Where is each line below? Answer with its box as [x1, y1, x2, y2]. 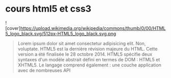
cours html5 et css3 [5, 3, 92, 15]
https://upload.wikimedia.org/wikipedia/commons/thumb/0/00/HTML [20, 25, 166, 31]
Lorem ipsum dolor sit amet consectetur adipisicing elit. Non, [17, 40, 146, 46]
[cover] [5, 25, 21, 31]
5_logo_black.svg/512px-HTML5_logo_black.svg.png [5, 30, 116, 36]
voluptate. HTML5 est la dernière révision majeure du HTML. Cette [17, 46, 158, 52]
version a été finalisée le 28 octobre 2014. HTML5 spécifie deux [17, 51, 153, 57]
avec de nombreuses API [17, 67, 71, 73]
